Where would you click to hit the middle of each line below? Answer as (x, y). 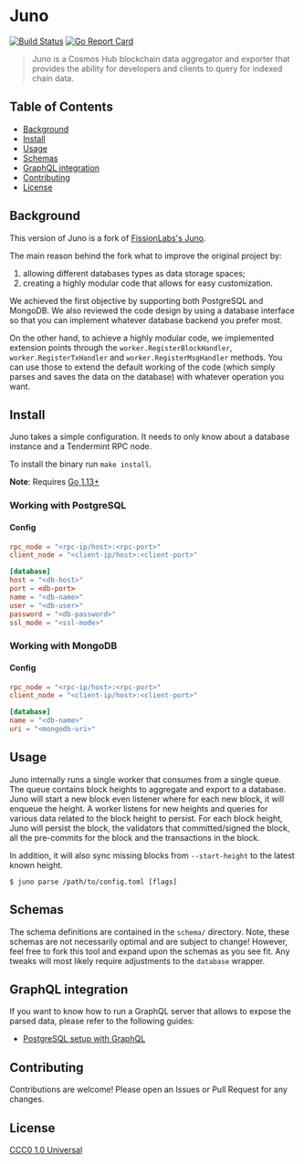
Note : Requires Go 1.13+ (55, 482)
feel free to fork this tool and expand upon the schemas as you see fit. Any (150, 951)
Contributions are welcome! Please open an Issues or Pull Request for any (148, 1090)
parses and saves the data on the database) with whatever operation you (147, 376)
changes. (27, 1099)
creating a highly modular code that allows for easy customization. (148, 283)
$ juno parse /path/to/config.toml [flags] (94, 882)
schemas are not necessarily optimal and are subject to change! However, (148, 941)
